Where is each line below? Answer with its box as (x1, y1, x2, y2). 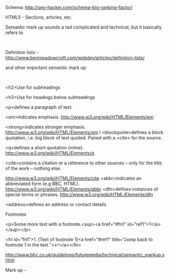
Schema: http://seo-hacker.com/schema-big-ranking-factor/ (5, 5, 133, 10)
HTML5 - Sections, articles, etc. (5, 14, 72, 20)
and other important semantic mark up (5, 65, 86, 70)
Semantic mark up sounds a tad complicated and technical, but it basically (5, 24, 162, 30)
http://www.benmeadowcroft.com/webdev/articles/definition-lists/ (5, 55, 145, 61)
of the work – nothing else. (5, 165, 61, 171)
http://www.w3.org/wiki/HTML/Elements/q (5, 150, 94, 156)
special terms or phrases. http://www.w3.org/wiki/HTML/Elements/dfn (5, 191, 153, 197)
